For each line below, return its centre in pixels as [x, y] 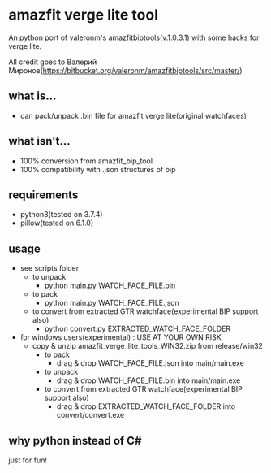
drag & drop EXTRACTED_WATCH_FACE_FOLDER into [146, 406]
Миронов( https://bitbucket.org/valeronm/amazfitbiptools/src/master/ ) [125, 70]
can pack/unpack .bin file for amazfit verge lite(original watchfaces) [133, 115]
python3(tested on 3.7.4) [61, 215]
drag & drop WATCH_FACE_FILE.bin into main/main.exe [148, 380]
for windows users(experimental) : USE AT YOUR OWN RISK [120, 337]
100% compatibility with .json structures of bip [98, 169]
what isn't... [39, 141]
